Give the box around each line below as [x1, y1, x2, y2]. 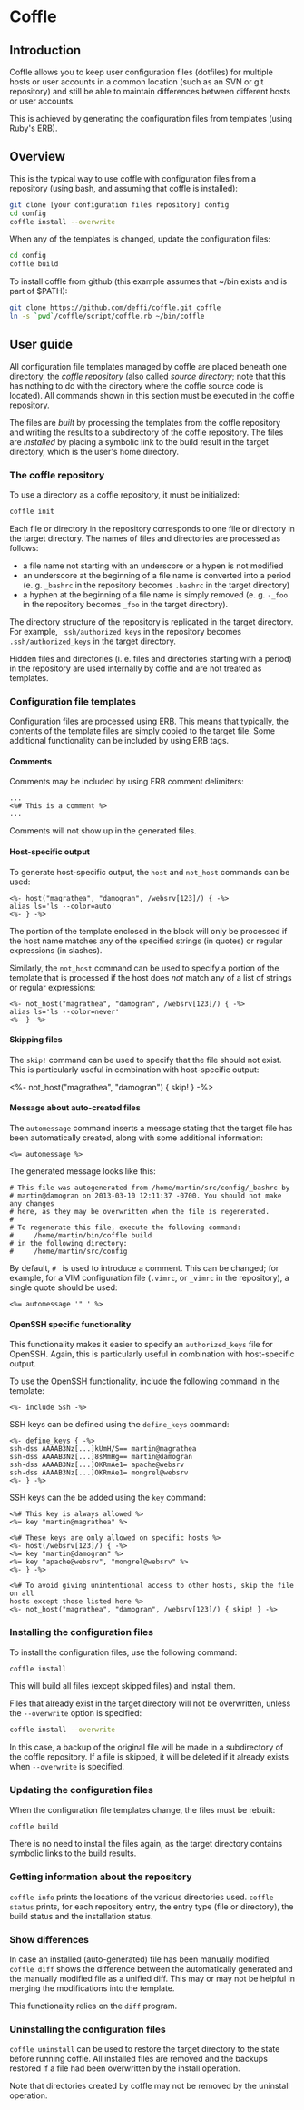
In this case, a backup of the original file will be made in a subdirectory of [9, 1741, 284, 1753]
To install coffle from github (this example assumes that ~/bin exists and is [9, 276, 288, 287]
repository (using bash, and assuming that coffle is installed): [9, 182, 239, 193]
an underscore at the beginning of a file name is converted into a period [22, 569, 292, 580]
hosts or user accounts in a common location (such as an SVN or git [9, 76, 264, 87]
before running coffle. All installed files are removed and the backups [9, 2054, 268, 2065]
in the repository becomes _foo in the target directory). [22, 598, 229, 609]
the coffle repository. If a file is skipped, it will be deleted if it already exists [9, 1751, 289, 1762]
